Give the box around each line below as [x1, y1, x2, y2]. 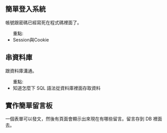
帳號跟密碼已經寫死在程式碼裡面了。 [5, 19, 82, 26]
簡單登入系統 [5, 5, 46, 14]
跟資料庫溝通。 [5, 68, 37, 74]
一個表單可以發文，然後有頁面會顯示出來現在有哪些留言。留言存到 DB [5, 116, 152, 122]
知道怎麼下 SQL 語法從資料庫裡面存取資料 [12, 85, 101, 91]
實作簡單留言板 [5, 101, 53, 110]
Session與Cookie [12, 36, 50, 42]
